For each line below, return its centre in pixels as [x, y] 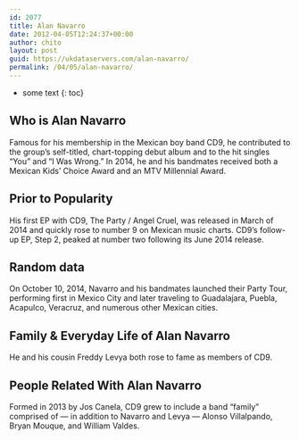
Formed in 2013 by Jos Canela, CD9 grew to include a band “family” [134, 406]
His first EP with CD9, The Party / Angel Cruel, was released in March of [141, 220]
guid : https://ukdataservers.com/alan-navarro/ [100, 59]
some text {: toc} [53, 92]
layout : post [33, 51]
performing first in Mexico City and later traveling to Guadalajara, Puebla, [143, 298]
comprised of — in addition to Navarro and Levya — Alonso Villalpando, [141, 416]
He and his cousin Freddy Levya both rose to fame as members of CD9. [141, 357]
